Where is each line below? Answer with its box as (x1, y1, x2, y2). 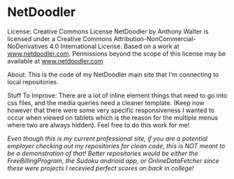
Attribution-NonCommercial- (113, 34, 196, 42)
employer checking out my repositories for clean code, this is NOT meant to (7, 141, 226, 150)
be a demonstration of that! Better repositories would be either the (7, 149, 198, 157)
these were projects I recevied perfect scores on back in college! (7, 164, 194, 172)
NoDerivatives (7, 42, 48, 50)
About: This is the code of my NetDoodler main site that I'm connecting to (7, 70, 219, 79)
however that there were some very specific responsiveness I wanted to (7, 106, 215, 114)
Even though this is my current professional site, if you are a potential (7, 134, 208, 143)
